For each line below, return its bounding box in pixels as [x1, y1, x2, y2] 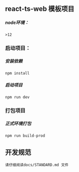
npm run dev [5, 95, 30, 100]
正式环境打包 [5, 120, 31, 126]
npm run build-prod [5, 133, 45, 138]
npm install [5, 71, 30, 76]
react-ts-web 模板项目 [5, 4, 75, 13]
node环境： [5, 19, 29, 25]
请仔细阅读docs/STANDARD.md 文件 [5, 162, 69, 168]
